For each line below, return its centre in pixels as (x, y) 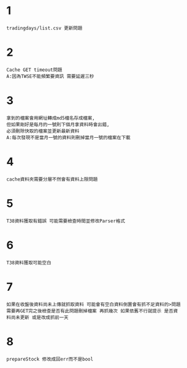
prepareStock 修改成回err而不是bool (50, 359)
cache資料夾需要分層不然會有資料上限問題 (52, 179)
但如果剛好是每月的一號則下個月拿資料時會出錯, (58, 124)
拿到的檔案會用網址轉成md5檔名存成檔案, (51, 118)
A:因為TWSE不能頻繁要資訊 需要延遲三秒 (50, 76)
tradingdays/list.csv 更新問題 (44, 28)
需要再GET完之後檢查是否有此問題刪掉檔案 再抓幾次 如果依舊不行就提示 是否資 (92, 311)
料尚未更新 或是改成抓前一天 (37, 317)
